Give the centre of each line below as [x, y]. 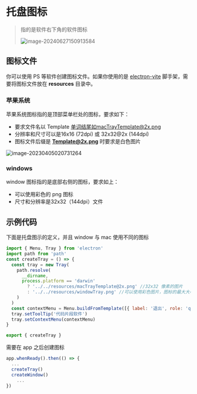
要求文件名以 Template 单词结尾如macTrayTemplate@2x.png [88, 127]
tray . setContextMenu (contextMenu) [53, 319]
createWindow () [30, 375]
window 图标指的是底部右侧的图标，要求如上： [62, 182]
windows [19, 168]
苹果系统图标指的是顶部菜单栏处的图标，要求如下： [68, 115]
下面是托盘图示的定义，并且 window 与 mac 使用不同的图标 [78, 237]
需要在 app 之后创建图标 [35, 348]
